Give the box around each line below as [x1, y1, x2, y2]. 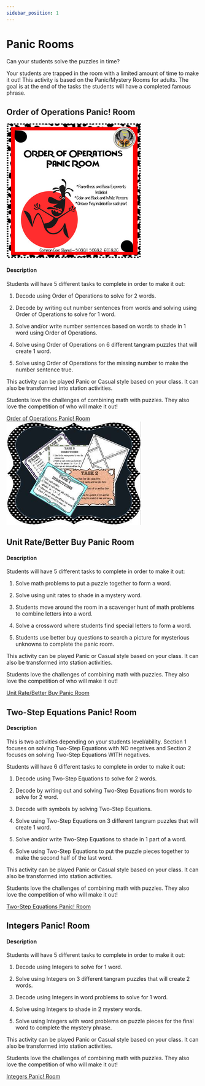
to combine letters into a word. [15, 610, 93, 617]
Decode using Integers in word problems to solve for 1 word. [15, 994, 168, 1001]
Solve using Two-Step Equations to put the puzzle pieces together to [15, 847, 190, 855]
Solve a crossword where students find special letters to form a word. [15, 622, 191, 630]
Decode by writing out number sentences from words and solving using [15, 304, 197, 311]
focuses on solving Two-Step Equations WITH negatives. [6, 751, 150, 758]
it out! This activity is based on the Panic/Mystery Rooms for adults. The [6, 76, 189, 83]
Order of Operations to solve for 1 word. [15, 311, 116, 318]
